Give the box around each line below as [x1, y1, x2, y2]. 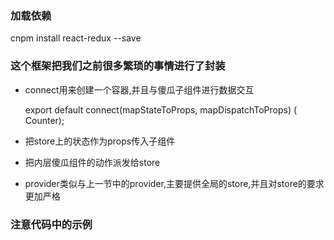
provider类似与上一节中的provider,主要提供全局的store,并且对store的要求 [24, 177, 325, 189]
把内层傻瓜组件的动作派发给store [24, 156, 161, 168]
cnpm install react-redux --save [10, 32, 142, 44]
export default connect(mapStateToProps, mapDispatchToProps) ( [24, 103, 298, 116]
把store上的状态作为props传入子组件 [24, 135, 176, 147]
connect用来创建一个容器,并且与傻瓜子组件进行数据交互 [24, 83, 255, 96]
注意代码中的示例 [10, 217, 93, 231]
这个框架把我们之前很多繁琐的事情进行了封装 [10, 59, 226, 73]
